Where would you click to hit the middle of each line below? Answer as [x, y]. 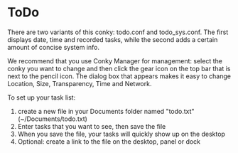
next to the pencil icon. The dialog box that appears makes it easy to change [119, 76]
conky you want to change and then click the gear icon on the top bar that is [119, 68]
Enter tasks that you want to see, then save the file [92, 126]
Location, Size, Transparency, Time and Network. [80, 83]
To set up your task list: [42, 97]
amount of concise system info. [53, 47]
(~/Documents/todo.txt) [52, 119]
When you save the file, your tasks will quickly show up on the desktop [121, 134]
